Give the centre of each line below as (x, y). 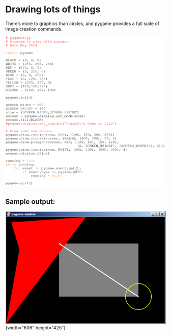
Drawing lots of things (53, 9)
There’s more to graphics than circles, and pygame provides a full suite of (82, 23)
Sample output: (30, 201)
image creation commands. (34, 29)
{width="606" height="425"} (36, 327)
